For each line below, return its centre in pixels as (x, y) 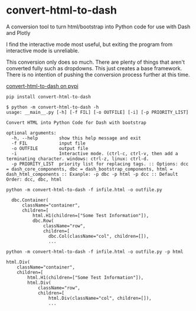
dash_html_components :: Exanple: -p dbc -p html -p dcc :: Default (92, 174)
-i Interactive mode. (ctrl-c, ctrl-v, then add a (95, 153)
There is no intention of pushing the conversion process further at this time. (98, 74)
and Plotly (18, 32)
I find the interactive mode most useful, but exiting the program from (89, 44)
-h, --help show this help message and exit (76, 138)
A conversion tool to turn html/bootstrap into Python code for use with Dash (98, 27)
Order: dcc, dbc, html (34, 179)
